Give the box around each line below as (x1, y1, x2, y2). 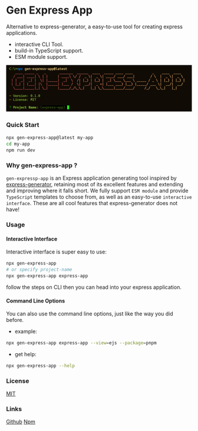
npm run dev (6, 147, 35, 153)
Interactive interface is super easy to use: (6, 248, 107, 255)
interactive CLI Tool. (14, 41, 64, 48)
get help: (14, 350, 37, 357)
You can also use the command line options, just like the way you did (6, 310, 174, 317)
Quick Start (6, 120, 39, 129)
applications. (6, 29, 37, 36)
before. (6, 317, 24, 324)
